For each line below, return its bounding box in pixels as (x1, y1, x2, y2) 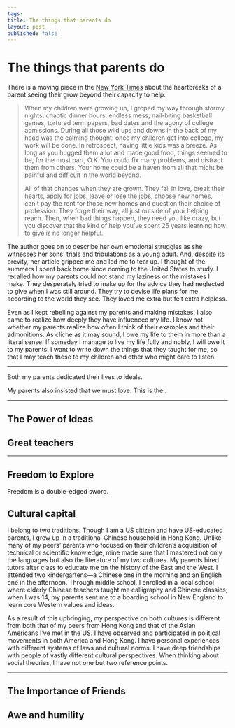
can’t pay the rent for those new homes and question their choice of (24, 199, 221, 208)
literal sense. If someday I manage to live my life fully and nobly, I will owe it (7, 338, 225, 346)
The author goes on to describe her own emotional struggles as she (7, 243, 203, 251)
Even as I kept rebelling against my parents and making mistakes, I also (7, 308, 213, 317)
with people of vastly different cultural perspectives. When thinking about (7, 651, 219, 659)
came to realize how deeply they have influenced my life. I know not (7, 315, 204, 324)
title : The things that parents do (7, 17, 111, 24)
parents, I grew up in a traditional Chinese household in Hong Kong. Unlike (7, 534, 222, 542)
